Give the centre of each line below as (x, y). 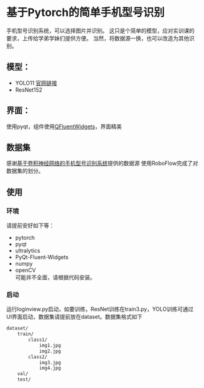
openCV (26, 270)
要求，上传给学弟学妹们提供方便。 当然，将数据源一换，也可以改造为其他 (98, 38)
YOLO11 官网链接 (36, 82)
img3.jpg (50, 362)
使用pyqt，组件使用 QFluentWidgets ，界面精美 (64, 126)
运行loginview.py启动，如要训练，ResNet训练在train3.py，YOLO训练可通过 (100, 309)
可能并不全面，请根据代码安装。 (55, 277)
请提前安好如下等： (30, 225)
